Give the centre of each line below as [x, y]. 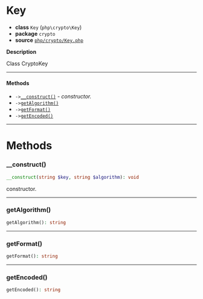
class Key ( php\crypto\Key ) [48, 27]
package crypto [35, 33]
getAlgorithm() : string [36, 222]
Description [21, 51]
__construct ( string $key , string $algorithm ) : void [72, 177]
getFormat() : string [32, 256]
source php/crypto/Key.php [49, 40]
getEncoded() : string [34, 290]
